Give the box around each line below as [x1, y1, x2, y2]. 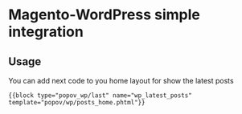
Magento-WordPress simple [8, 6, 201, 24]
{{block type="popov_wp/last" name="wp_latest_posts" [8, 92, 193, 100]
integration [8, 22, 84, 41]
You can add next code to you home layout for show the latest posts [8, 76, 235, 85]
